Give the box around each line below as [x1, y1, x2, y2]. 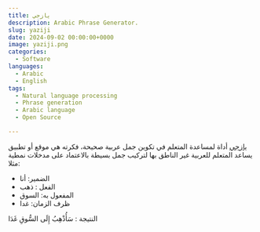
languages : [8, 63, 44, 71]
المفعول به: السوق [19, 190, 75, 200]
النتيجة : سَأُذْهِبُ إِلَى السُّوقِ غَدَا [8, 213, 98, 223]
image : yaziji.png [8, 41, 68, 49]
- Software [15, 56, 51, 63]
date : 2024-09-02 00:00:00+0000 [8, 33, 114, 42]
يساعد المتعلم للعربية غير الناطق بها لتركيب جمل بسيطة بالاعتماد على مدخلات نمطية [8, 150, 253, 159]
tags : [8, 84, 26, 92]
